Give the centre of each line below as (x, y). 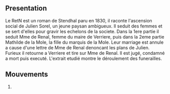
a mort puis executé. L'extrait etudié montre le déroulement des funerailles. (84, 58)
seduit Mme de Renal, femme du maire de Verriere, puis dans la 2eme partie (85, 37)
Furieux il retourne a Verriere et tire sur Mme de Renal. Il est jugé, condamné (85, 53)
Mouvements (27, 74)
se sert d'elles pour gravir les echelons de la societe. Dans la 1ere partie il (82, 31)
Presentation (26, 8)
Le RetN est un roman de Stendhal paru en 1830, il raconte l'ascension (79, 20)
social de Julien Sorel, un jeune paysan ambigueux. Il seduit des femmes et (84, 26)
